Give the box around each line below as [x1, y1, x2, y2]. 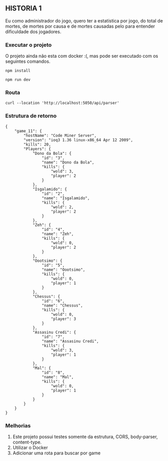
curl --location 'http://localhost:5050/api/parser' [5, 101, 120, 106]
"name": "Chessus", [41, 303, 83, 308]
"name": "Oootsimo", [41, 267, 86, 272]
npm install [5, 68, 31, 74]
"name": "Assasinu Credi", [41, 338, 99, 344]
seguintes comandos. [5, 58, 51, 64]
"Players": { [23, 146, 51, 151]
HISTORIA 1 [5, 4, 42, 13]
